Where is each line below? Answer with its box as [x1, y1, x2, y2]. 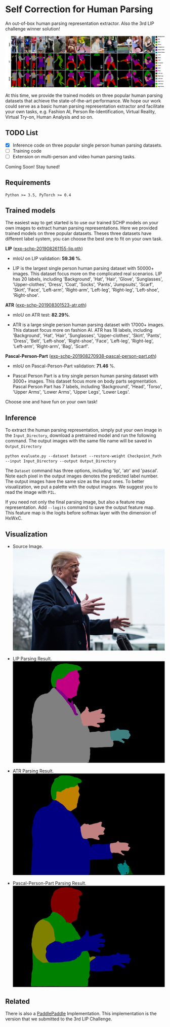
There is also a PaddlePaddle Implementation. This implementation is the [5, 1011, 157, 1017]
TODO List [5, 128, 38, 138]
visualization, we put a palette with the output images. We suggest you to [5, 484, 158, 490]
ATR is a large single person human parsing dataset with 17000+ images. [12, 322, 164, 328]
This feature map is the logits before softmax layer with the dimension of [5, 510, 156, 516]
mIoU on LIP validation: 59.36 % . [12, 255, 82, 262]
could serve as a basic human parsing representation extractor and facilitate [5, 103, 164, 109]
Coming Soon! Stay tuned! [5, 163, 60, 169]
